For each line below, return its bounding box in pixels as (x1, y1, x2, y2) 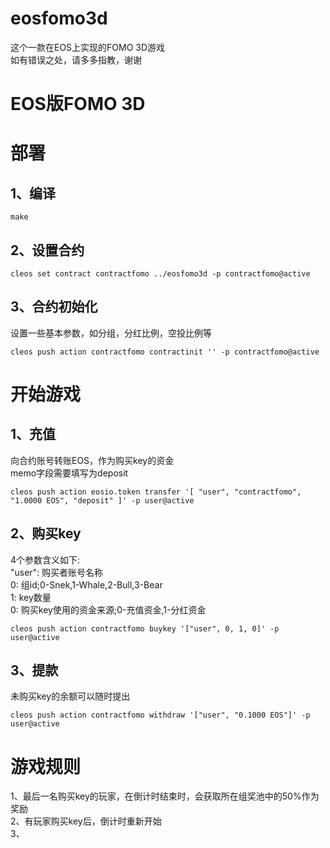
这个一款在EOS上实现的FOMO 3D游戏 (10, 41, 166, 53)
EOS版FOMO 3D (10, 93, 146, 116)
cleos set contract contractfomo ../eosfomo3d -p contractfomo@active (10, 268, 311, 279)
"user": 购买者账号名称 (10, 566, 104, 578)
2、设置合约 (10, 242, 85, 259)
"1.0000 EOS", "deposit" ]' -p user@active (10, 495, 195, 506)
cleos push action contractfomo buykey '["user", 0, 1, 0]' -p (10, 623, 280, 634)
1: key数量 (10, 591, 52, 603)
